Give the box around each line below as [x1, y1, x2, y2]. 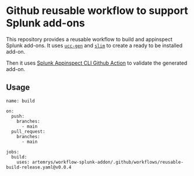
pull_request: [11, 128, 45, 135]
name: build [6, 98, 35, 104]
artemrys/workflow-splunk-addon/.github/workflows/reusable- [31, 159, 184, 165]
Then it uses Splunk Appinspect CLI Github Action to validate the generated [6, 59, 188, 66]
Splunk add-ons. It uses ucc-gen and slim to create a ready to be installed [6, 42, 183, 49]
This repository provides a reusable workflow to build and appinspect [6, 36, 173, 43]
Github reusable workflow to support [6, 4, 188, 17]
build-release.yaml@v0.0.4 [6, 164, 72, 170]
